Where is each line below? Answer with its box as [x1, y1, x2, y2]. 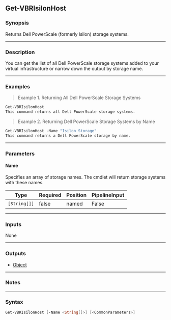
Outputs [5, 250, 26, 257]
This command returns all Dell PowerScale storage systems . [5, 109, 136, 114]
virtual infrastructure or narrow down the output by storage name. [5, 65, 144, 71]
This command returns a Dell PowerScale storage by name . [5, 133, 131, 138]
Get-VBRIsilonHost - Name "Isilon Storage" [5, 129, 97, 134]
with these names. [5, 179, 44, 185]
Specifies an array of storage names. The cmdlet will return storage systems [5, 174, 166, 180]
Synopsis [5, 19, 29, 27]
